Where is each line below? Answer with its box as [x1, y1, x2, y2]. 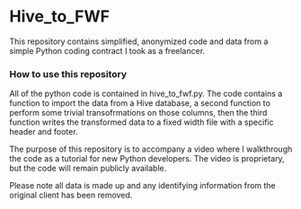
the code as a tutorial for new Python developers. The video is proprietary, [9, 153, 285, 164]
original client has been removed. [9, 190, 133, 201]
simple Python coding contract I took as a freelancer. [9, 45, 205, 56]
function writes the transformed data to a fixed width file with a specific [9, 117, 274, 127]
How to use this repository [9, 67, 128, 80]
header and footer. [9, 126, 78, 137]
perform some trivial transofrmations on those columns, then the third [9, 108, 268, 118]
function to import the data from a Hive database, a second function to [9, 98, 271, 109]
